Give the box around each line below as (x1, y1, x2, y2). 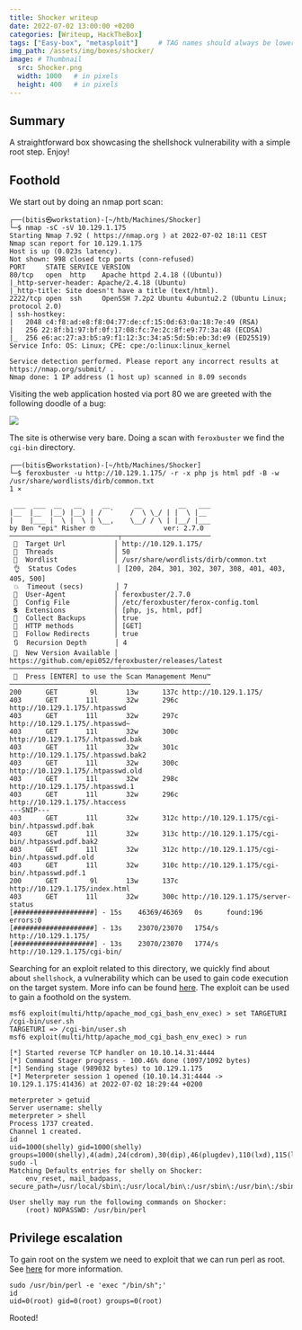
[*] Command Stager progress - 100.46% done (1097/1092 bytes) (9, 1057, 252, 1066)
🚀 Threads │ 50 (13, 547, 130, 557)
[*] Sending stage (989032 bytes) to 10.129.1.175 (9, 1064, 203, 1074)
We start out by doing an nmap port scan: (9, 197, 164, 208)
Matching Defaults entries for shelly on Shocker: (9, 1166, 203, 1175)
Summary (9, 113, 66, 129)
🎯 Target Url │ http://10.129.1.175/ (13, 540, 203, 549)
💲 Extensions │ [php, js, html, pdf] (13, 606, 203, 616)
